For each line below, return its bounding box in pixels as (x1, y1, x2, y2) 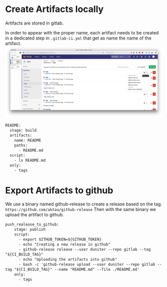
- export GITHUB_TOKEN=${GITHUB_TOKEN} (18, 237, 101, 242)
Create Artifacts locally (5, 3, 104, 15)
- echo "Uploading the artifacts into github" (18, 257, 117, 262)
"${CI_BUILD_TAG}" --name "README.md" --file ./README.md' (14, 267, 140, 272)
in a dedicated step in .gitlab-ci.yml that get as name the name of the (5, 35, 151, 41)
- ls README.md (14, 158, 46, 163)
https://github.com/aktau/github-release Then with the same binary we (5, 206, 156, 212)
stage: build (9, 128, 37, 133)
